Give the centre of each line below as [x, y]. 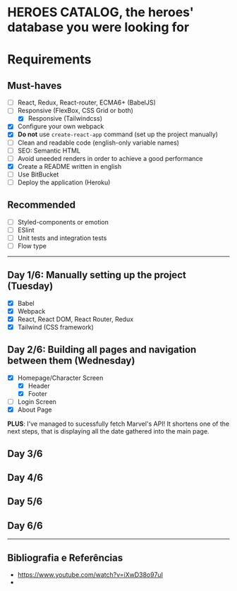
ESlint [26, 229]
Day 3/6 [25, 454]
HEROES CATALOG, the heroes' [101, 12]
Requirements [49, 60]
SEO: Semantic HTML [49, 150]
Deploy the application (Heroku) [64, 182]
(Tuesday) [30, 286]
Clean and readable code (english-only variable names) [98, 143]
